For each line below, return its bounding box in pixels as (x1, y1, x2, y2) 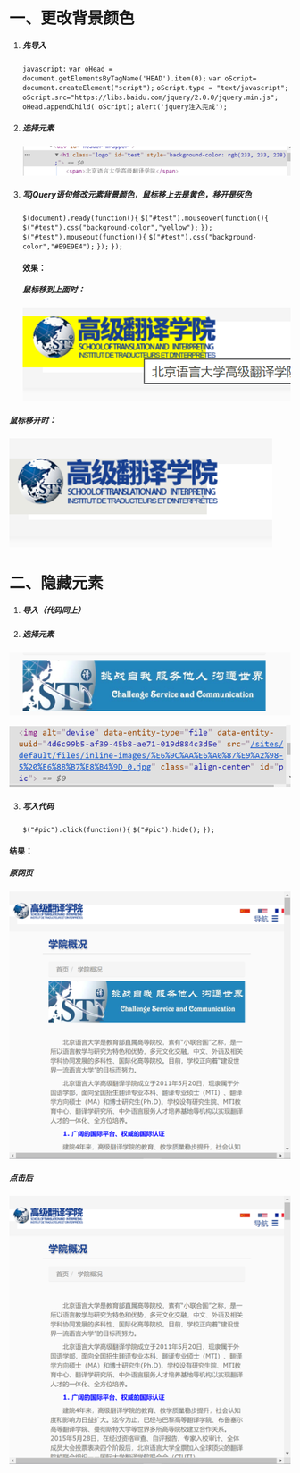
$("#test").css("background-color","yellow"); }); (21, 223, 213, 232)
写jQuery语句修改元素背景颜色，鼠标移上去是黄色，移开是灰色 (21, 189, 252, 199)
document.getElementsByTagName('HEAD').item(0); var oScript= (21, 74, 257, 83)
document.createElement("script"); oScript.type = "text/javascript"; (21, 84, 289, 93)
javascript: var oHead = (21, 64, 113, 74)
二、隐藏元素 (9, 573, 104, 593)
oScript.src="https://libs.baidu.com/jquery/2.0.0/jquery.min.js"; (21, 93, 279, 103)
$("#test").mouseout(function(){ (21, 233, 147, 242)
